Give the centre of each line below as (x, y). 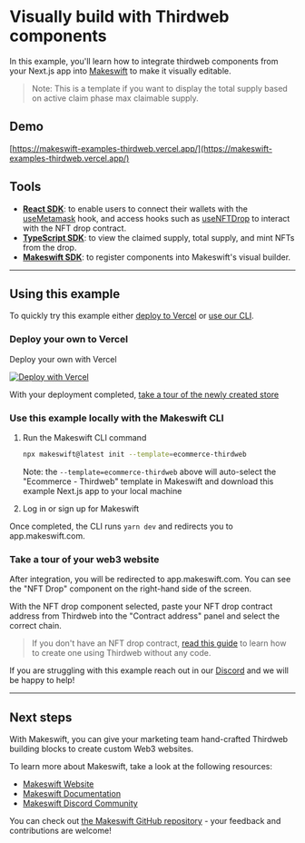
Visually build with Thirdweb (119, 17)
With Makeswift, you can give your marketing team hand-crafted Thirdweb (149, 739)
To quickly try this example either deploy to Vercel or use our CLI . (132, 316)
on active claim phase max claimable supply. (115, 98)
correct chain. (35, 626)
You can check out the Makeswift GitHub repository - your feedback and (145, 820)
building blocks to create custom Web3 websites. (102, 749)
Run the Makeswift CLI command (84, 437)
